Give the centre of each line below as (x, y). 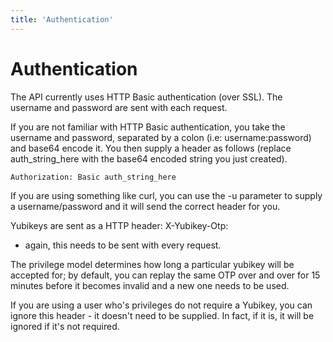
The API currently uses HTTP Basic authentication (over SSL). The (146, 97)
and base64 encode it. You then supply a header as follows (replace (151, 148)
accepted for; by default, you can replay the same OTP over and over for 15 (165, 275)
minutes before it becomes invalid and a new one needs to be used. (150, 285)
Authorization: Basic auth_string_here (93, 177)
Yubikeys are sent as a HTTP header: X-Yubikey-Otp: (119, 225)
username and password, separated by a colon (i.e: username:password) (161, 137)
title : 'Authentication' (62, 19)
